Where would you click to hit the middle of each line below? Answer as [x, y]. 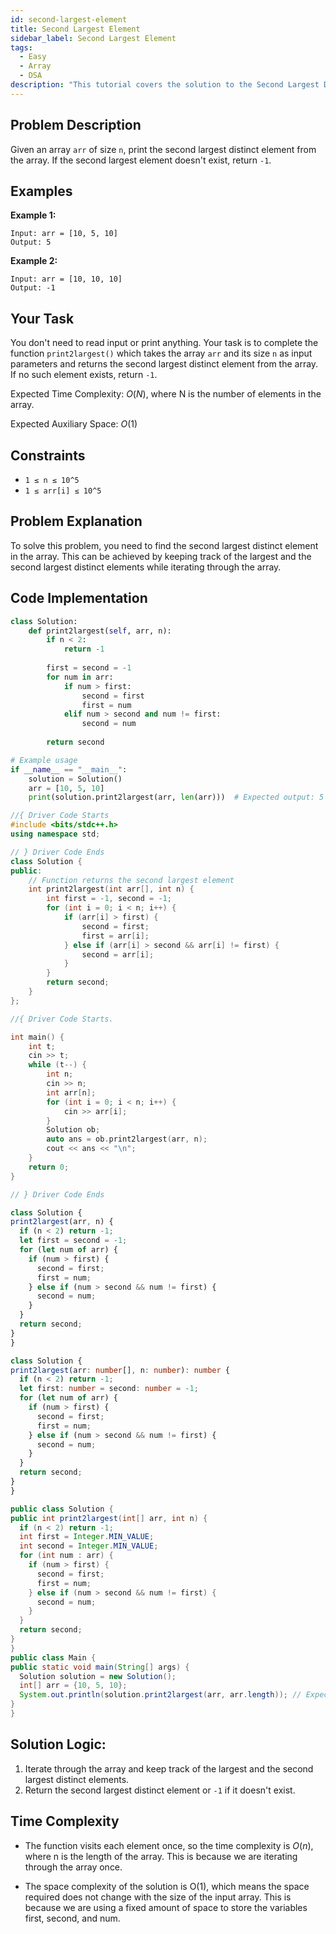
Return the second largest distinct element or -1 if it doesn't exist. [160, 1790]
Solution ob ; [73, 1130]
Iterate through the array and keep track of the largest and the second [169, 1768]
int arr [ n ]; [71, 1092]
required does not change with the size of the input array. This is [158, 1897]
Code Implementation [79, 598]
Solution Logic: [58, 1744]
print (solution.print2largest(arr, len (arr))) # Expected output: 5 [176, 797]
